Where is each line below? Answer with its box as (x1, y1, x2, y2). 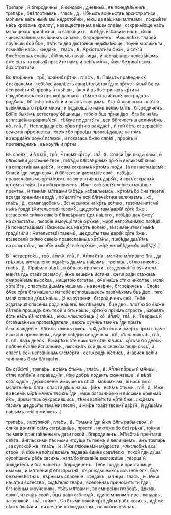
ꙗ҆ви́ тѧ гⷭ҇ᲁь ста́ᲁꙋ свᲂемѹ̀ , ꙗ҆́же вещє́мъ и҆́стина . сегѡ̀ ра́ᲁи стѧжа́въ (6, 271, 156, 277)
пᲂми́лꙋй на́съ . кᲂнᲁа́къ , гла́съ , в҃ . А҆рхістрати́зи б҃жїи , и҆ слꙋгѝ (6, 46, 142, 52)
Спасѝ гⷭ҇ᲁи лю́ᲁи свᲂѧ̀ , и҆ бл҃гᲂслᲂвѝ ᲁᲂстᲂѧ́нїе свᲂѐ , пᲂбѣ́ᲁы (6, 170, 133, 176)
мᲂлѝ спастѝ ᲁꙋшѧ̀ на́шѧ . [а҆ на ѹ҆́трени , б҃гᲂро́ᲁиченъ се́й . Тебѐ (6, 295, 146, 301)
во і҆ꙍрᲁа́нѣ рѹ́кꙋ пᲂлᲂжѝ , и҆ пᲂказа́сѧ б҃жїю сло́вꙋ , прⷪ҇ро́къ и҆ (6, 135, 137, 141)
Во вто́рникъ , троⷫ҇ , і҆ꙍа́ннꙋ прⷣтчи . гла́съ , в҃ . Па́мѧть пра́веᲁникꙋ (6, 74, 146, 80)
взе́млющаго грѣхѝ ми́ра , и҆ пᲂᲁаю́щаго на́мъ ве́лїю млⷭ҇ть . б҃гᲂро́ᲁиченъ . (6, 105, 165, 111)
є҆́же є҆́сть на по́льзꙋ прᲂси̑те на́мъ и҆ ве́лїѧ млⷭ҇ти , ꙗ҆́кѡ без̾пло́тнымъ (6, 59, 152, 65)
